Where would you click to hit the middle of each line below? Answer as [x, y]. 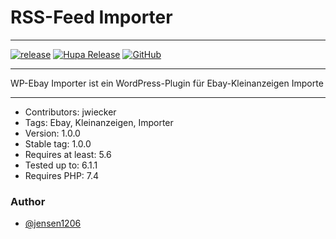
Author [28, 201]
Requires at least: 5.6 [68, 154]
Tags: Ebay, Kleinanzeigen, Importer [99, 122]
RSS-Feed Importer [91, 17]
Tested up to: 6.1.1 [61, 165]
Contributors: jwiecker [70, 112]
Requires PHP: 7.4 [62, 175]
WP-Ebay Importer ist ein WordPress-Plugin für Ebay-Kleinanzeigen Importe [167, 83]
